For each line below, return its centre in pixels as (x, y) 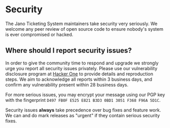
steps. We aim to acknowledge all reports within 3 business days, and (79, 79)
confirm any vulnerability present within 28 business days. (67, 84)
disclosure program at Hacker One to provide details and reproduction (79, 74)
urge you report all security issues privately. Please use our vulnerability (81, 68)
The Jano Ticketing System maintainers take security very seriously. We (81, 24)
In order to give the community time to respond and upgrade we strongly (82, 63)
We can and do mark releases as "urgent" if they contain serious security (83, 115)
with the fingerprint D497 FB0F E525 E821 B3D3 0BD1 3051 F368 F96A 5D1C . (83, 100)
